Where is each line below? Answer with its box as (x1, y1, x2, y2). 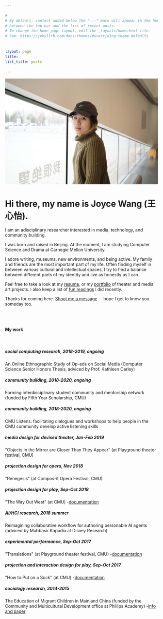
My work (5, 327, 23, 332)
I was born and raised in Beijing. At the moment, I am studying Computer (5, 241, 150, 247)
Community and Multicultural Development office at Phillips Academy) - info (5, 603, 156, 609)
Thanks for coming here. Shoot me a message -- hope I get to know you (5, 295, 149, 302)
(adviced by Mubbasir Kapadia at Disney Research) (5, 527, 108, 533)
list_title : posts (5, 59, 42, 64)
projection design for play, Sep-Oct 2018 (5, 486, 89, 492)
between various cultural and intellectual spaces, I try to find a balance (5, 266, 147, 272)
